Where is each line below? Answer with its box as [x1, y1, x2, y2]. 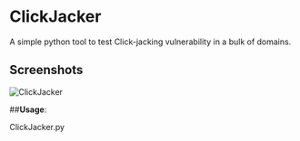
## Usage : [9, 104, 47, 115]
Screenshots [9, 62, 84, 78]
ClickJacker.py [9, 121, 65, 132]
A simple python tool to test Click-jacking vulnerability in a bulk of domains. [9, 36, 292, 47]
